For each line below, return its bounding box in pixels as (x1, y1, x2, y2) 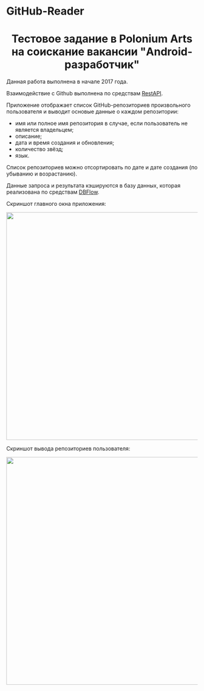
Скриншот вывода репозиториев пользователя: (6, 445, 131, 452)
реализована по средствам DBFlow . (6, 188, 100, 196)
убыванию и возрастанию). (6, 170, 78, 177)
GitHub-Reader (6, 4, 85, 18)
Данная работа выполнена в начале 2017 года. (6, 78, 129, 86)
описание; (15, 132, 42, 140)
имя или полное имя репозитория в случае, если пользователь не (15, 120, 188, 127)
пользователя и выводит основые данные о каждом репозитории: (6, 108, 179, 115)
